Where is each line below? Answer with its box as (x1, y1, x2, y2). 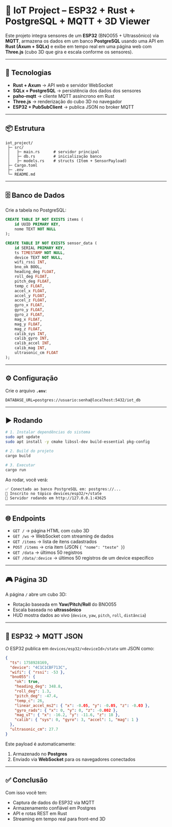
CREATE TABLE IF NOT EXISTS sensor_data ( (5, 240, 97, 245)
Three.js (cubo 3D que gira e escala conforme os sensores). (5, 49, 133, 55)
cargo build (5, 453, 31, 458)
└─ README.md (7, 172, 36, 177)
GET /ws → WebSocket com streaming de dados (12, 533, 114, 540)
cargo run (5, 467, 27, 472)
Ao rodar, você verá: (5, 477, 49, 483)
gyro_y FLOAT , (14, 307, 45, 313)
